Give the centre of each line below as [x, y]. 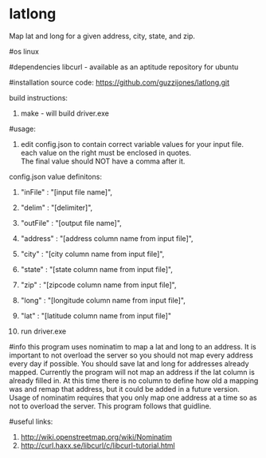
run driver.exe [43, 331]
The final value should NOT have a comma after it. [103, 161]
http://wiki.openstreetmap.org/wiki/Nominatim [96, 436]
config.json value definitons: [56, 176]
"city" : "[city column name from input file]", [92, 254]
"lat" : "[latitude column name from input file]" [96, 315]
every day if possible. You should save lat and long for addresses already [129, 363]
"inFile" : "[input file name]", [66, 191]
